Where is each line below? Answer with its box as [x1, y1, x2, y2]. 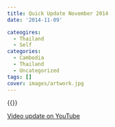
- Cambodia [13, 54, 44, 62]
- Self [13, 42, 32, 49]
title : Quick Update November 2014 [7, 10, 109, 17]
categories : [7, 48, 41, 55]
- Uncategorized [13, 67, 60, 74]
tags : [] [7, 73, 32, 80]
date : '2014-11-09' [7, 16, 63, 23]
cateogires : [7, 29, 41, 36]
